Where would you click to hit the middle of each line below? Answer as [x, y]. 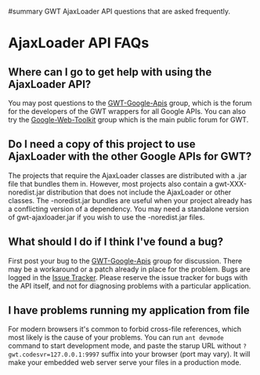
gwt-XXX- [230, 184]
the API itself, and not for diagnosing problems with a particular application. [130, 286]
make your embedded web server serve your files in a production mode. [125, 362]
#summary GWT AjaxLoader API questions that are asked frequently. [119, 11]
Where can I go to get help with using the [110, 72]
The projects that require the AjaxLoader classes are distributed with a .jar [128, 175]
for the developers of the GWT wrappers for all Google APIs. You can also [127, 111]
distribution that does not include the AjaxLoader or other [139, 192]
